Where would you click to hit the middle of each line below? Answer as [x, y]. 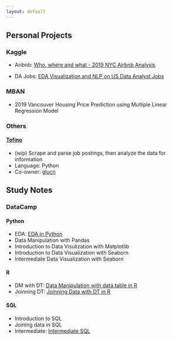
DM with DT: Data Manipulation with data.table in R [76, 285]
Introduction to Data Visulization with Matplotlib [72, 246]
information [28, 159]
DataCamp [21, 207]
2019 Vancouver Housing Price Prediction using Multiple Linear [91, 104]
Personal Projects [39, 36]
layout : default [26, 11]
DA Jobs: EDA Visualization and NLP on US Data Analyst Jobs [89, 76]
